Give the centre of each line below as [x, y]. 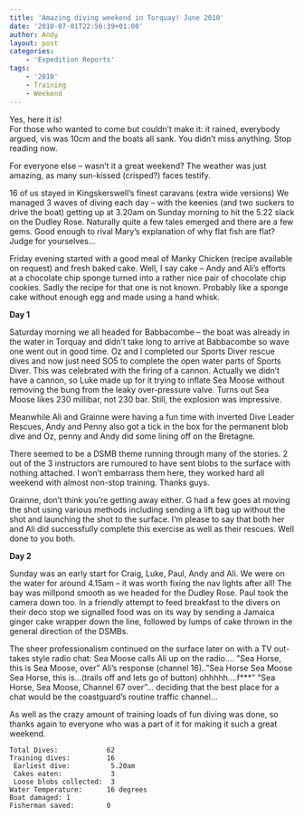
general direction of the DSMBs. [69, 631]
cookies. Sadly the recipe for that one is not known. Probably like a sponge [149, 287]
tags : [19, 69]
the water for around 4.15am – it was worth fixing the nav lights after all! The [151, 583]
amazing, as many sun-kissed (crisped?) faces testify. [110, 175]
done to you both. [43, 538]
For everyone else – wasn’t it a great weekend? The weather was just [138, 166]
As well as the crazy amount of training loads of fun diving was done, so [144, 714]
